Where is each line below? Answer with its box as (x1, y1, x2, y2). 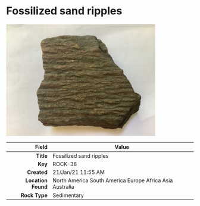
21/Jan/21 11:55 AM (52, 168, 105, 176)
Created (27, 168, 48, 176)
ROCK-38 (52, 160, 77, 167)
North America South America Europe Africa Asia (52, 177, 173, 184)
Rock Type (20, 192, 48, 199)
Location (25, 177, 48, 184)
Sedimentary (52, 192, 85, 199)
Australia (52, 183, 74, 191)
